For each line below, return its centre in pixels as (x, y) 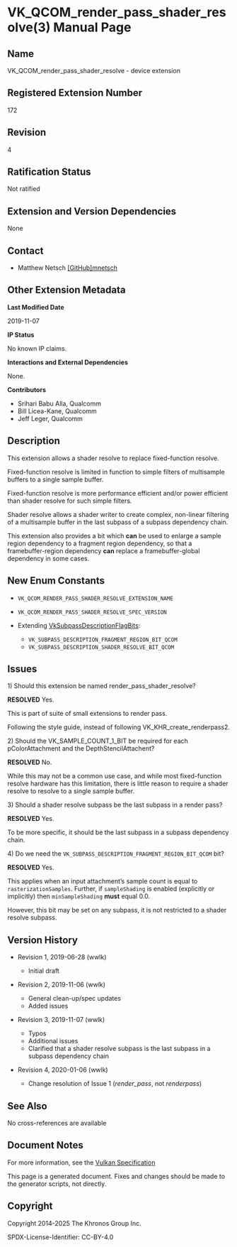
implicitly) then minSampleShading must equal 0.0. (79, 896)
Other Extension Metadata (67, 290)
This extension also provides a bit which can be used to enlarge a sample (114, 535)
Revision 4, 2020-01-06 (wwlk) (63, 1070)
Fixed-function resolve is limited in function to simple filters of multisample (116, 472)
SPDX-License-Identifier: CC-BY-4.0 (60, 1237)
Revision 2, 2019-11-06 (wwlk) (62, 985)
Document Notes (45, 1145)
